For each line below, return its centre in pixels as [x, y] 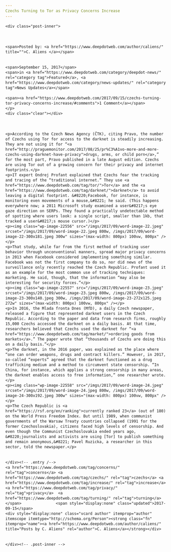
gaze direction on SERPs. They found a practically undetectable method [84, 211]
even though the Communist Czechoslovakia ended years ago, [71, 431]
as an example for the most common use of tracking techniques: [75, 272]
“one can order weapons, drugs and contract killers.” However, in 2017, [86, 354]
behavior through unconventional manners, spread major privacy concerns [86, 252]
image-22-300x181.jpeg [29, 236]
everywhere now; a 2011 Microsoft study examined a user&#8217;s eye [81, 206]
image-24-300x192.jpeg [29, 396]
